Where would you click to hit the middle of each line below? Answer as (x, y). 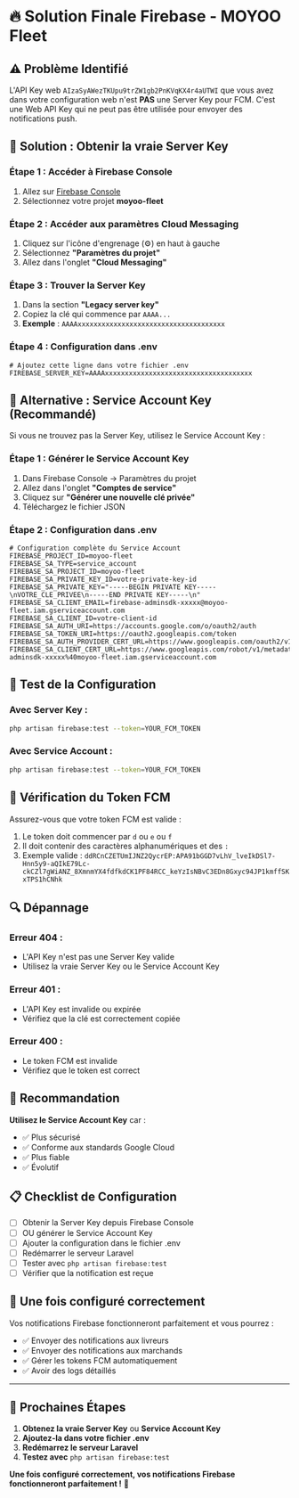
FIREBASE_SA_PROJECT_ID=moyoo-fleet (77, 571)
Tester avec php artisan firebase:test (94, 1263)
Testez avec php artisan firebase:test (96, 1457)
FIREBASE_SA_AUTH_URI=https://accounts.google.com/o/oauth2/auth (133, 626)
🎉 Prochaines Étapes (68, 1408)
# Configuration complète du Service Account (95, 548)
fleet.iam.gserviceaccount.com (67, 610)
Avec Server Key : (48, 710)
